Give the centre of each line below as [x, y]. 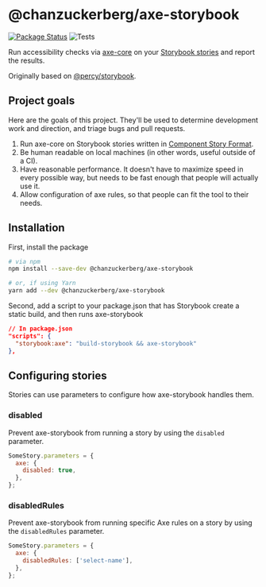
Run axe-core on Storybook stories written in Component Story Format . [137, 144]
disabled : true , [50, 470]
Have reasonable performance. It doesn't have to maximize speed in [131, 169]
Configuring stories [58, 375]
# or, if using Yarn [42, 284]
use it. [30, 186]
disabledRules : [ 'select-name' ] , [78, 561]
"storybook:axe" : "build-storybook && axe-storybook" [106, 343]
